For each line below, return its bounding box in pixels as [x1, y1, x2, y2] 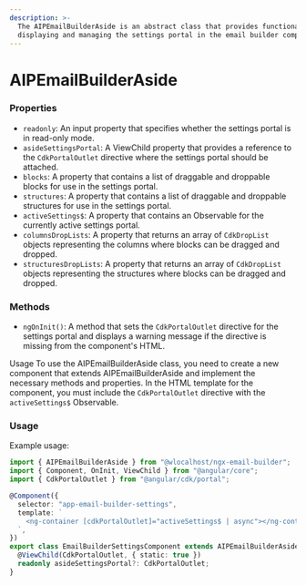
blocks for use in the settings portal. [22, 180, 158, 191]
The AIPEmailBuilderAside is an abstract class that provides [17, 22, 259, 31]
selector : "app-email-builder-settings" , [17, 499, 178, 508]
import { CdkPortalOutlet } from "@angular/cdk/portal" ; [9, 475, 230, 484]
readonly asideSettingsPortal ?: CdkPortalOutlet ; [17, 559, 209, 569]
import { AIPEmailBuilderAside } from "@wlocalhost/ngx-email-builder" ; [9, 457, 291, 467]
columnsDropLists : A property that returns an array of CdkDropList [22, 229, 270, 240]
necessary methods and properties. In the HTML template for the [9, 377, 253, 388]
